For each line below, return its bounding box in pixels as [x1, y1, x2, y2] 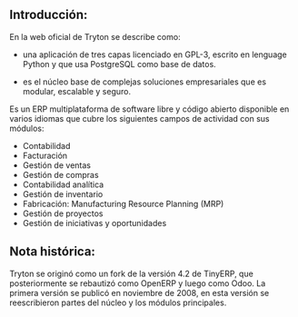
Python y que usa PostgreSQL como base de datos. [22, 58, 216, 69]
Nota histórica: [9, 244, 95, 260]
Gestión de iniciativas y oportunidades [22, 217, 167, 228]
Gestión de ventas [22, 159, 91, 171]
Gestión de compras [22, 169, 99, 180]
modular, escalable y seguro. [22, 85, 132, 96]
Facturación [22, 150, 68, 161]
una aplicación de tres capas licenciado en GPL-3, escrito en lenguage [22, 49, 288, 60]
